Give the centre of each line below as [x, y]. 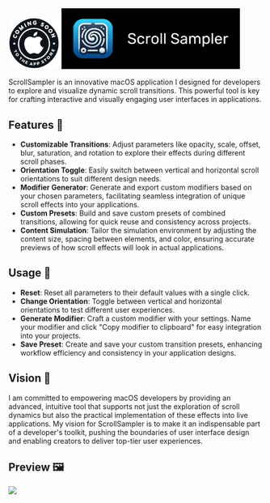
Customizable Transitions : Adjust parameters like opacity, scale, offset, [140, 144]
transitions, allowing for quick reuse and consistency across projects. [135, 222]
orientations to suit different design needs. [91, 179]
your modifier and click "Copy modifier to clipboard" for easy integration [141, 326]
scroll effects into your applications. [80, 205]
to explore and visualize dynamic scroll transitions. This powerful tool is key [134, 91]
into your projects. [51, 335]
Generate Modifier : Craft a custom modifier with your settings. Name [135, 318]
